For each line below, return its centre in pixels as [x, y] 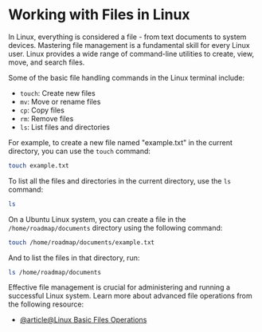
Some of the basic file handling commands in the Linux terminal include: [127, 77]
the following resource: [46, 304]
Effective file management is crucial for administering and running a [119, 287]
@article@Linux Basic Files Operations [83, 320]
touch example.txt [39, 165]
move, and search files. [47, 62]
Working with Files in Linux [99, 15]
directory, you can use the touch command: [80, 151]
